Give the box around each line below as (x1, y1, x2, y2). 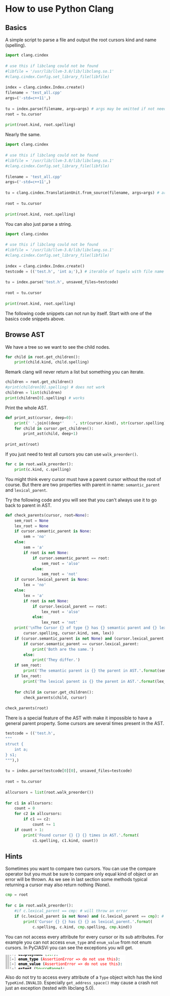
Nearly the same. (5, 132, 41, 138)
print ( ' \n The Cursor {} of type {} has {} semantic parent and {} (14, 625, 157, 630)
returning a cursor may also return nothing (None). (5, 882, 111, 888)
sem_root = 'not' (41, 571, 78, 577)
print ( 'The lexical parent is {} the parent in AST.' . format (23, 679, 155, 684)
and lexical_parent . (5, 487, 48, 493)
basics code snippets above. (5, 316, 65, 322)
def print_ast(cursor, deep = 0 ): (5, 415, 73, 420)
